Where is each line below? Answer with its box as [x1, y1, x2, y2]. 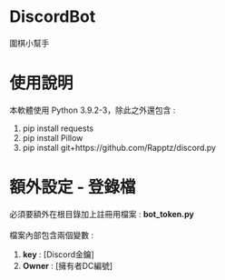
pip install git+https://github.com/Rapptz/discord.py [22, 142, 216, 153]
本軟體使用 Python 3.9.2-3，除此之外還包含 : [9, 105, 176, 115]
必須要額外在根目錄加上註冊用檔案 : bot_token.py [9, 208, 195, 219]
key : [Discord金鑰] [22, 248, 95, 260]
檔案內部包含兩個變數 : [9, 229, 93, 240]
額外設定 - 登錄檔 [9, 177, 136, 197]
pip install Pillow [22, 132, 83, 143]
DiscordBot [9, 6, 96, 27]
